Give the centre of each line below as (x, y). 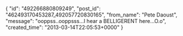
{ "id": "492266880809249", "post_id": (53, 9)
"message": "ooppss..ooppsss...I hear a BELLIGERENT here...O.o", (86, 21)
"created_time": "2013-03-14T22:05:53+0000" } (64, 27)
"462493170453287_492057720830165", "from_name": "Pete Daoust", (91, 15)
